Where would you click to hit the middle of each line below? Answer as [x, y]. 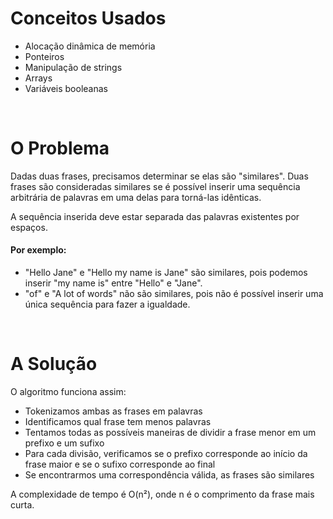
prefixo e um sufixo [64, 443]
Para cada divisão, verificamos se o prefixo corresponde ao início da [166, 454]
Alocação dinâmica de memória [90, 46]
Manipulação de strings [73, 67]
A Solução [54, 364]
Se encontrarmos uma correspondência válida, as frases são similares [169, 475]
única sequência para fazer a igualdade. [107, 304]
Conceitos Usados [88, 18]
